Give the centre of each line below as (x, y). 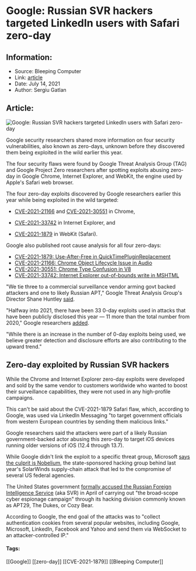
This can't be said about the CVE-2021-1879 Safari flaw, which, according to (98, 409)
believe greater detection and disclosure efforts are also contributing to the (96, 340)
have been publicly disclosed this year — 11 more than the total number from (98, 317)
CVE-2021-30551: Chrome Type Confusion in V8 (73, 269)
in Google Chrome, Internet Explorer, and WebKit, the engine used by (99, 176)
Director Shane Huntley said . (41, 299)
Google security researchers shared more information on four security (90, 140)
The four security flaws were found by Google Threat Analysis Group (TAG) (97, 164)
